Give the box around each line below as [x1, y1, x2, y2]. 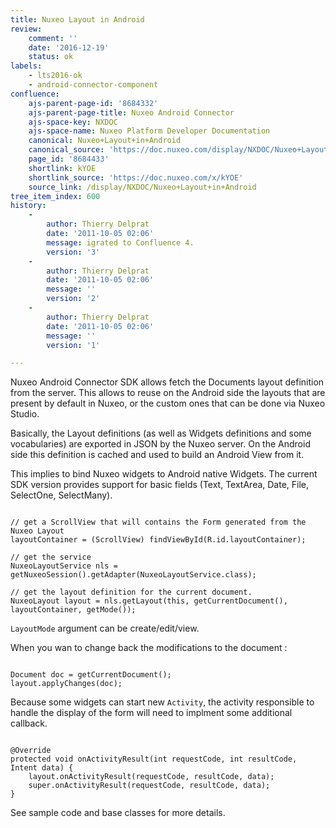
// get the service [10, 552, 92, 563]
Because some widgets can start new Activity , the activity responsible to [10, 696, 315, 708]
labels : [10, 61, 43, 71]
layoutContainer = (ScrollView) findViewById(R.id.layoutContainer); [10, 535, 307, 545]
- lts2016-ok [28, 71, 83, 81]
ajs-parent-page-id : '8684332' [28, 98, 159, 108]
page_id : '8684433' [28, 154, 110, 164]
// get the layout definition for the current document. [10, 587, 253, 598]
